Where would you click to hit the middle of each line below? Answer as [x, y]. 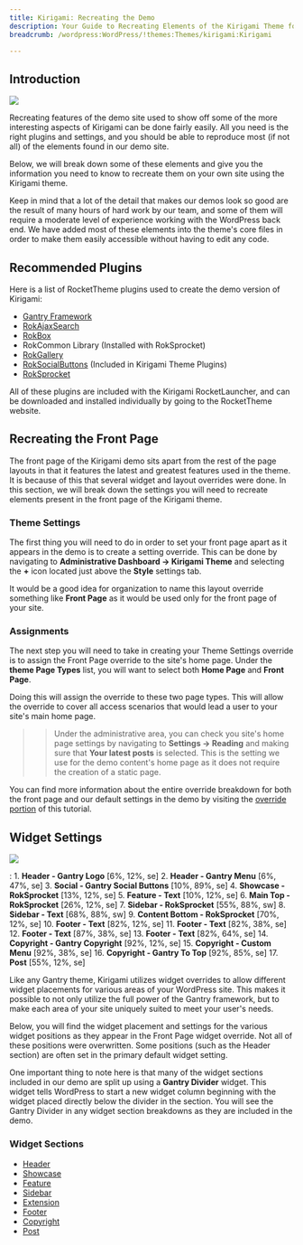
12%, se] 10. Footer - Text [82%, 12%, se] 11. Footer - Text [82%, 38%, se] [148, 924]
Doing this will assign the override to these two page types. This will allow [147, 697]
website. [25, 411]
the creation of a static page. [107, 772]
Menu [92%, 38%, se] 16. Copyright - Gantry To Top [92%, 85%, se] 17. [144, 953]
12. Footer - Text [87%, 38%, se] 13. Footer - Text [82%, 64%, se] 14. [139, 934]
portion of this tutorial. [50, 809]
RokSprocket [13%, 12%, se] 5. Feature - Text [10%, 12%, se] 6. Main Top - [150, 895]
